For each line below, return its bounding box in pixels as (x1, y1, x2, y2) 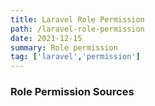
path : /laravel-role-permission (10, 24, 145, 34)
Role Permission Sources (10, 85, 135, 99)
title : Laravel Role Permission (10, 14, 145, 25)
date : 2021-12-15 (10, 33, 83, 43)
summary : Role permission (10, 42, 118, 53)
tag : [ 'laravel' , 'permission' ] (10, 52, 141, 62)
